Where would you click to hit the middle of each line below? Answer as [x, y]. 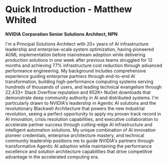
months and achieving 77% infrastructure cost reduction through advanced [84, 65]
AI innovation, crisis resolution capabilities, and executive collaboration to [82, 119]
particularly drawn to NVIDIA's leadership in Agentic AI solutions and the [81, 103]
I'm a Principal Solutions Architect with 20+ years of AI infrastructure [77, 44]
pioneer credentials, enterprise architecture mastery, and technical [75, 135]
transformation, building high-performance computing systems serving [79, 81]
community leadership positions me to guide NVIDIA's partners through [80, 141]
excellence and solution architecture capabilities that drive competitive [79, 151]
